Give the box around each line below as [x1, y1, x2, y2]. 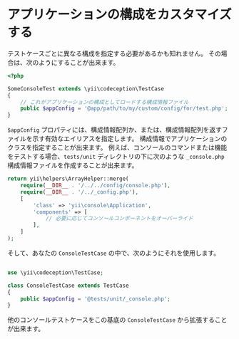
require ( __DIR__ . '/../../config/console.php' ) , [20, 182, 171, 189]
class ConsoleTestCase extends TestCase [7, 282, 130, 289]
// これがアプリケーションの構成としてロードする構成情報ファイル [20, 98, 189, 105]
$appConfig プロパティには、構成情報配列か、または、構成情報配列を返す [7, 125, 223, 134]
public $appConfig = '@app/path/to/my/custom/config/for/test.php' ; [20, 105, 228, 113]
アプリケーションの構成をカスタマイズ [7, 6, 232, 23]
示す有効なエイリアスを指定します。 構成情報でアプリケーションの [31, 135, 228, 143]
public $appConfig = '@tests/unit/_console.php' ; [20, 295, 171, 303]
